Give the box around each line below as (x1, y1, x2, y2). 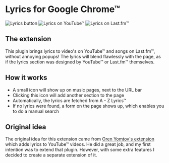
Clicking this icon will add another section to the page (12, 92, 125, 98)
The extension (5, 35, 51, 43)
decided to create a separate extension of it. (5, 152, 97, 158)
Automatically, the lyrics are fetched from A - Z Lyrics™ (12, 97, 127, 104)
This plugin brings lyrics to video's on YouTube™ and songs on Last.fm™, (5, 48, 155, 54)
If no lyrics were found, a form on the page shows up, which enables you (12, 103, 164, 109)
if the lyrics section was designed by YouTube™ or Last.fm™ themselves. (5, 59, 155, 65)
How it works (5, 73, 47, 82)
